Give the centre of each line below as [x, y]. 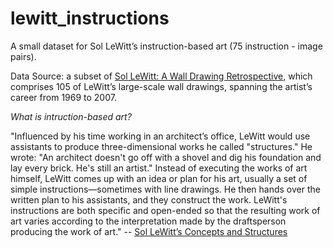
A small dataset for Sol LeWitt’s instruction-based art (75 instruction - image [166, 46]
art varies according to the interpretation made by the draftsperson [148, 221]
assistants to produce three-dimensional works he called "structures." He [161, 146]
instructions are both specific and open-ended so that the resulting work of [165, 210]
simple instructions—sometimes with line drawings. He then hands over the [165, 189]
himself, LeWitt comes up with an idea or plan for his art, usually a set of [159, 178]
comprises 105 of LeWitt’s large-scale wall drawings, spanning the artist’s [161, 86]
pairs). [23, 56]
